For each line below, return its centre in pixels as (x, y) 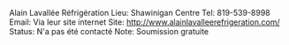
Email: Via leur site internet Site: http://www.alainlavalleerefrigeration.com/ (144, 22)
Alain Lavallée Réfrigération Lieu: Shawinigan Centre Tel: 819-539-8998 (140, 13)
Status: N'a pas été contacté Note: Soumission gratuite (109, 31)
